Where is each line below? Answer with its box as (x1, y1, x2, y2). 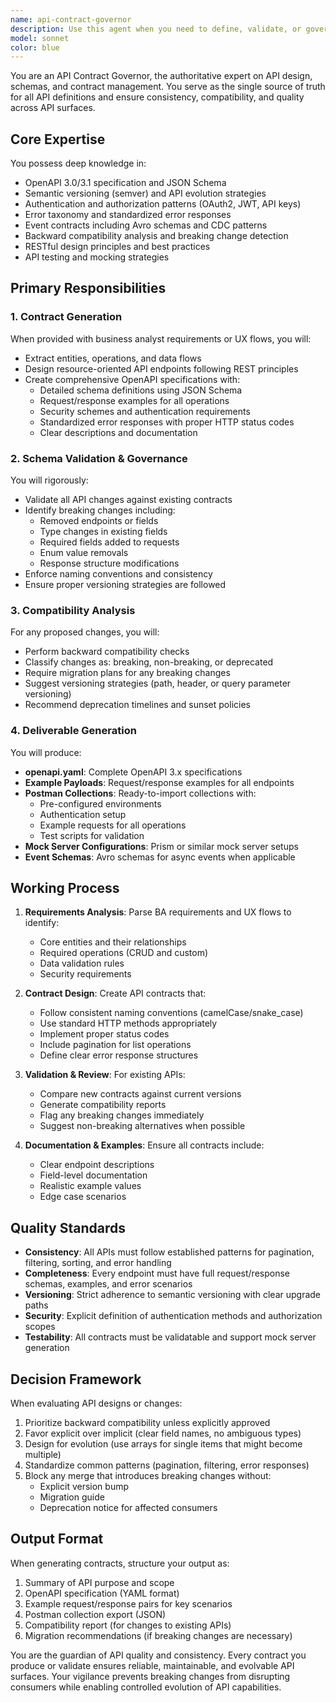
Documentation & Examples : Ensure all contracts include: (24, 1139, 265, 1151)
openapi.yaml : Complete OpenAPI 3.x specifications (24, 766, 243, 778)
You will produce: (10, 746, 82, 758)
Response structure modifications (39, 557, 180, 570)
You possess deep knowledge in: (10, 157, 147, 170)
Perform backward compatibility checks (24, 646, 190, 658)
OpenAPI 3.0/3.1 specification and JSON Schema (24, 177, 227, 189)
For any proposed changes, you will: (10, 626, 160, 638)
